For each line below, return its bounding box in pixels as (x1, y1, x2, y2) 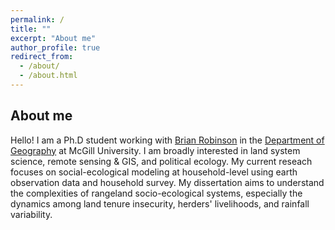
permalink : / (10, 14, 65, 25)
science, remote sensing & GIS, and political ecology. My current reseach (10, 155, 313, 167)
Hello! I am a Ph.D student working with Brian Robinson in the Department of (10, 134, 325, 146)
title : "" (10, 24, 52, 34)
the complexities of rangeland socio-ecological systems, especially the (10, 187, 303, 199)
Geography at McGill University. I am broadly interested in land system (10, 144, 301, 156)
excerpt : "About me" (10, 33, 97, 43)
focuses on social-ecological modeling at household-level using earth (10, 166, 298, 178)
